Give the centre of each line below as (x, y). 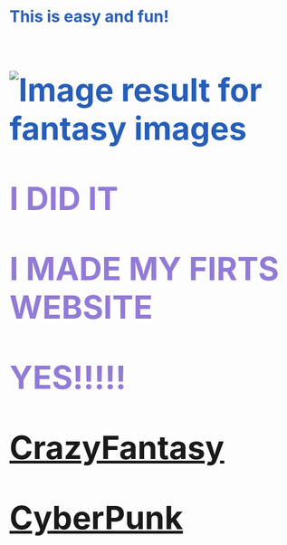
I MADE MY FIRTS (144, 269)
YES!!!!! (68, 378)
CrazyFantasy (117, 447)
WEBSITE (81, 307)
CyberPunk (96, 518)
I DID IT (64, 198)
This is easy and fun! (89, 17)
